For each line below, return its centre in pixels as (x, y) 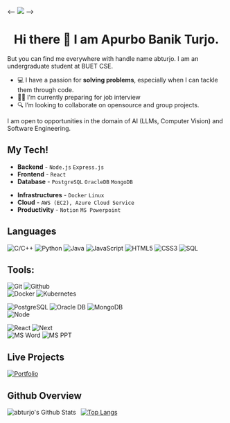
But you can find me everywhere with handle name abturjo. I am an (103, 58)
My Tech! (28, 150)
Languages (32, 232)
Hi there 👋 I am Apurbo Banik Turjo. (116, 40)
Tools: (21, 270)
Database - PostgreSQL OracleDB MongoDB (75, 181)
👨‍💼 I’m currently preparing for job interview (79, 97)
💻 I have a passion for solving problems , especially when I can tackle (117, 80)
